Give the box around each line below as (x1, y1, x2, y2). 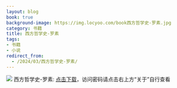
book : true (6, 14, 33, 20)
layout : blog (6, 8, 39, 15)
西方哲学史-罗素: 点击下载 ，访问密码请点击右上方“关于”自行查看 (13, 76, 170, 83)
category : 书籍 (6, 25, 42, 32)
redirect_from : (6, 53, 44, 59)
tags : (6, 36, 20, 42)
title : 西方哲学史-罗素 (6, 31, 59, 37)
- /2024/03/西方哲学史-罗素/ (11, 58, 78, 64)
